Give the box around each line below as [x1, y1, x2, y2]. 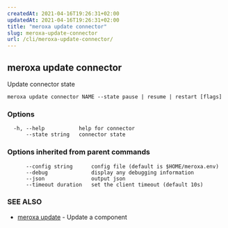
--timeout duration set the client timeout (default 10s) [25, 181, 204, 188]
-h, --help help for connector [13, 125, 136, 132]
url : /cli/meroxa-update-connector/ [7, 36, 113, 43]
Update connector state [7, 80, 75, 88]
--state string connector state [25, 131, 127, 139]
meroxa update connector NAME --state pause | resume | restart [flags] [7, 93, 222, 100]
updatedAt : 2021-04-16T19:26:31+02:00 [7, 17, 120, 24]
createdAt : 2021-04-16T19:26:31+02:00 [7, 10, 120, 17]
